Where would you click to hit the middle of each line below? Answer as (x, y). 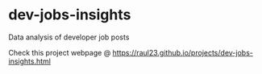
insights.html (29, 61)
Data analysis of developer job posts (69, 37)
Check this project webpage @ (60, 52)
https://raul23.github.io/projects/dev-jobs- (183, 52)
